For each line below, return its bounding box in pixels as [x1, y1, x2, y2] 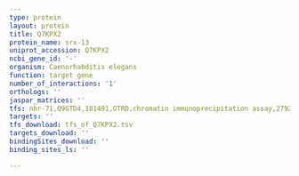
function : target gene [9, 71, 93, 80]
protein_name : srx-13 [9, 37, 90, 47]
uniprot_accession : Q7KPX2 [9, 46, 109, 55]
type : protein [9, 12, 62, 22]
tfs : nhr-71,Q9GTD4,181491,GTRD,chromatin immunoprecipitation [9, 104, 249, 113]
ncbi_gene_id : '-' [9, 54, 77, 63]
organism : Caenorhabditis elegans [9, 63, 138, 72]
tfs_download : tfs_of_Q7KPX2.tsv [9, 121, 133, 130]
